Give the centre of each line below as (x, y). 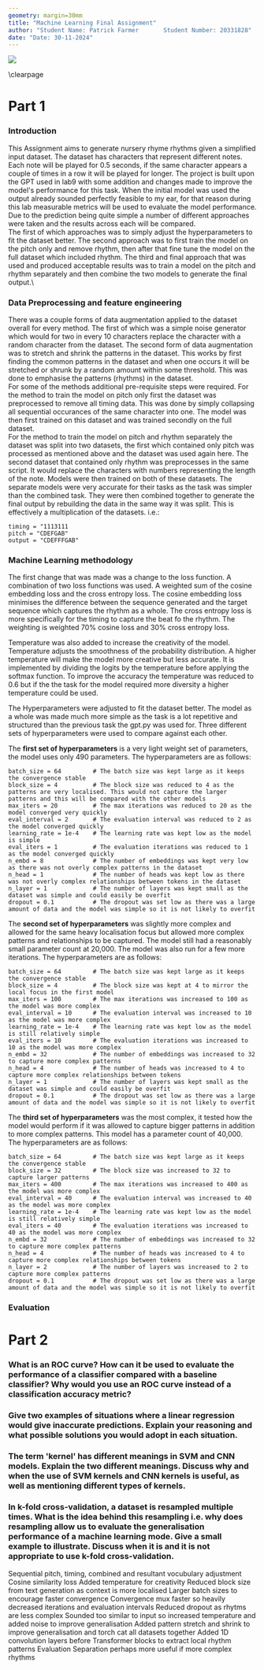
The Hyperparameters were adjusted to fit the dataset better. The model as (130, 708)
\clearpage (26, 75)
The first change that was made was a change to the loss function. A (120, 577)
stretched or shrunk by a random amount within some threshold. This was (128, 370)
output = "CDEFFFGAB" (44, 540)
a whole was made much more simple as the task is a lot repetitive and (123, 717)
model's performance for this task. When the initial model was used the (124, 190)
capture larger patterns (49, 1178)
